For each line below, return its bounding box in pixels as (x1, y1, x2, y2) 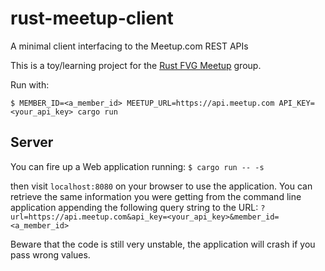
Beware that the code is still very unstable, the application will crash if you (10, 238, 316, 250)
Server (10, 134, 54, 151)
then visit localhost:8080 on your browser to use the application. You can (10, 180, 313, 192)
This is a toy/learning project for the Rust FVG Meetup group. (10, 59, 262, 71)
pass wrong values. (10, 248, 91, 261)
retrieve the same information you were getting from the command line (10, 190, 302, 202)
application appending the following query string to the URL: (10, 201, 259, 213)
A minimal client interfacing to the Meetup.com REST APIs (10, 40, 249, 52)
